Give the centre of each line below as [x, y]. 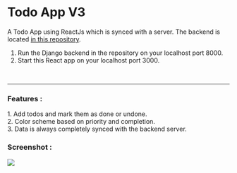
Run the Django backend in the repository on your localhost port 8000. [120, 53]
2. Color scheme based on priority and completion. [81, 122]
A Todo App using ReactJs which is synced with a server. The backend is [114, 32]
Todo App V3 [47, 12]
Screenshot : [30, 147]
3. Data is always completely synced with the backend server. [97, 129]
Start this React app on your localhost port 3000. [89, 60]
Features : [25, 98]
